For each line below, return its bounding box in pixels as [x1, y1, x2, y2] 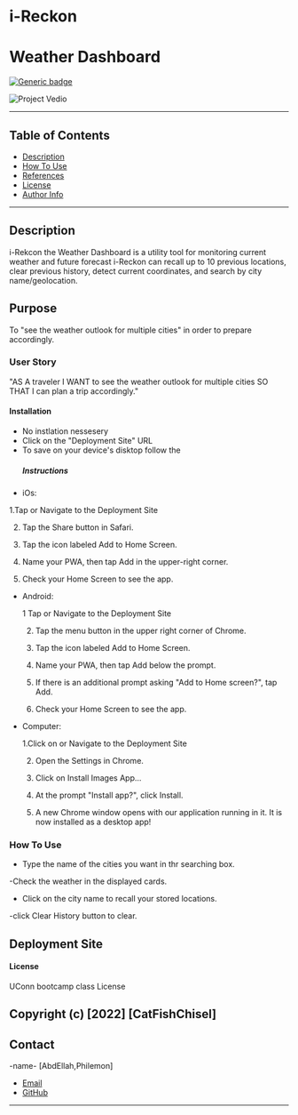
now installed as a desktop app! [35, 816, 152, 828]
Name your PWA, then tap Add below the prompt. [35, 660, 216, 670]
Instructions [21, 465, 69, 476]
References [21, 170, 65, 180]
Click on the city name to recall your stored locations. [21, 894, 217, 904]
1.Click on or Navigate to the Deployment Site [21, 738, 188, 749]
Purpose [9, 301, 58, 317]
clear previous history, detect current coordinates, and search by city [9, 265, 263, 277]
